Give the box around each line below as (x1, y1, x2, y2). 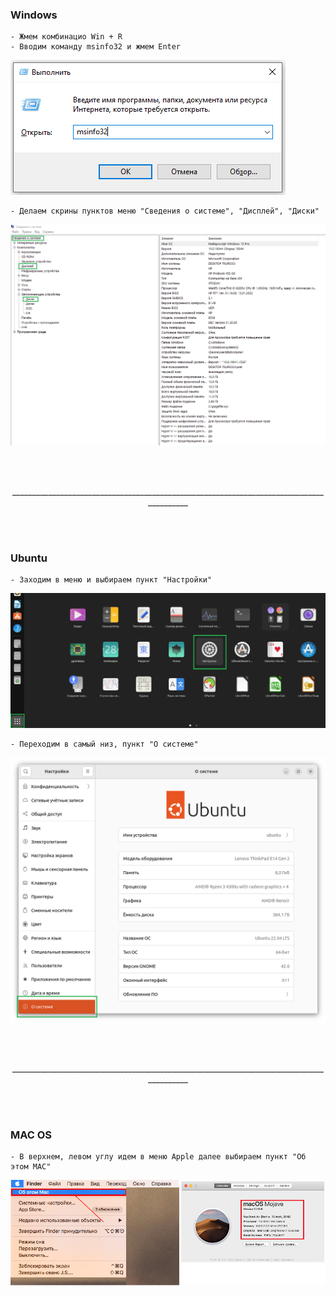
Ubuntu (10, 551, 48, 565)
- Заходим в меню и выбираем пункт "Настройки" (10, 575, 213, 585)
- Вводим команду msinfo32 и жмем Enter (10, 42, 182, 52)
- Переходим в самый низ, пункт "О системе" (10, 739, 199, 749)
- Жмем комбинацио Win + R (10, 32, 123, 42)
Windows (10, 8, 58, 22)
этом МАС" (10, 1162, 52, 1172)
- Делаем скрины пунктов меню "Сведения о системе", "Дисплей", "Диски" (10, 206, 320, 217)
